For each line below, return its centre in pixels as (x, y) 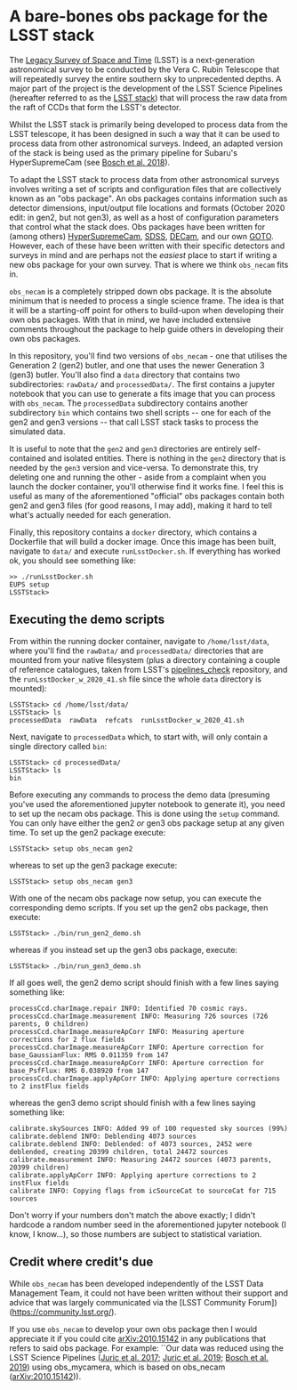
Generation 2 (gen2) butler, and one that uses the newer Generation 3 (137, 365)
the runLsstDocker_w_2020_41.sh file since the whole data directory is (136, 679)
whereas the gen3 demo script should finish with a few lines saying (132, 1103)
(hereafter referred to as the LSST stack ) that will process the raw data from (148, 97)
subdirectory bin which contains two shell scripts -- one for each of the (140, 412)
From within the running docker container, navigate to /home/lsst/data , (139, 641)
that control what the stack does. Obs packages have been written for (137, 226)
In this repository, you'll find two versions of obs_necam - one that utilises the (148, 356)
